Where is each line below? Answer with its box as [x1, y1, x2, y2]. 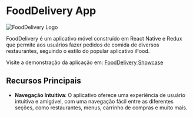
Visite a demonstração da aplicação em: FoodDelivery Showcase [6, 59, 164, 66]
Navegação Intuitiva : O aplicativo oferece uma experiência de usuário [14, 91, 185, 98]
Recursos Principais [6, 76, 81, 86]
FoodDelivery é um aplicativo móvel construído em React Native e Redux [6, 35, 182, 42]
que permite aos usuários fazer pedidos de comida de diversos [6, 41, 159, 48]
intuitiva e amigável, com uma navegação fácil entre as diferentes [14, 98, 174, 105]
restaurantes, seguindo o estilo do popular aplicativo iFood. [6, 47, 150, 54]
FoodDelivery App [6, 4, 96, 18]
